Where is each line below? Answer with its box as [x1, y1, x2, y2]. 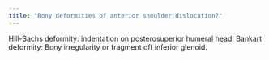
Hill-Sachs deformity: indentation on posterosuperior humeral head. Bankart [8, 34, 263, 43]
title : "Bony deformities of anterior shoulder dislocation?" [8, 11, 223, 20]
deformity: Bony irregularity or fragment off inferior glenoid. [8, 42, 208, 52]
